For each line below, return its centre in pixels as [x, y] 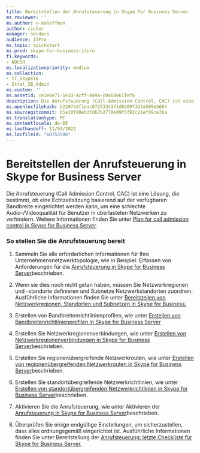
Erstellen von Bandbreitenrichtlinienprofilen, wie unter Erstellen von [98, 316]
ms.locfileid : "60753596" [38, 135]
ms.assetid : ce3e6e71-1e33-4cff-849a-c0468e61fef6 [71, 95]
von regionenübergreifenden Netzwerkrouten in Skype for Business [98, 364]
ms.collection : [25, 73]
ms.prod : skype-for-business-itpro [51, 51]
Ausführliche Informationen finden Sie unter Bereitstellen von [90, 298]
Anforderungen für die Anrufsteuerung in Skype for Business [90, 267]
